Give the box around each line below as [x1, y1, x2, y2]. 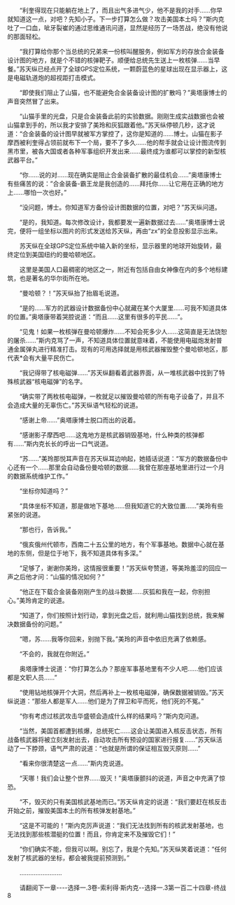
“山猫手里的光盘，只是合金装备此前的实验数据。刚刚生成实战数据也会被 [19, 112, 225, 120]
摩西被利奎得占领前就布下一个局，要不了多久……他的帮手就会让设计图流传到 [7, 139, 227, 146]
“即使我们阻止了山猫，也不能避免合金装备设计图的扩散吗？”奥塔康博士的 [19, 88, 227, 97]
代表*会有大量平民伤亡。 [7, 354, 78, 362]
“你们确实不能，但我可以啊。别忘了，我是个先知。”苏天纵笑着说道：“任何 [19, 845, 227, 853]
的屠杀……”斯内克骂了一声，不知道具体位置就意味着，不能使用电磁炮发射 [7, 336, 217, 345]
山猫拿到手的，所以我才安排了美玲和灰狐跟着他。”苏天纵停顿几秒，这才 [7, 121, 210, 129]
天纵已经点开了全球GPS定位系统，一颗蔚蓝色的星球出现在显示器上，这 [25, 65, 228, 73]
